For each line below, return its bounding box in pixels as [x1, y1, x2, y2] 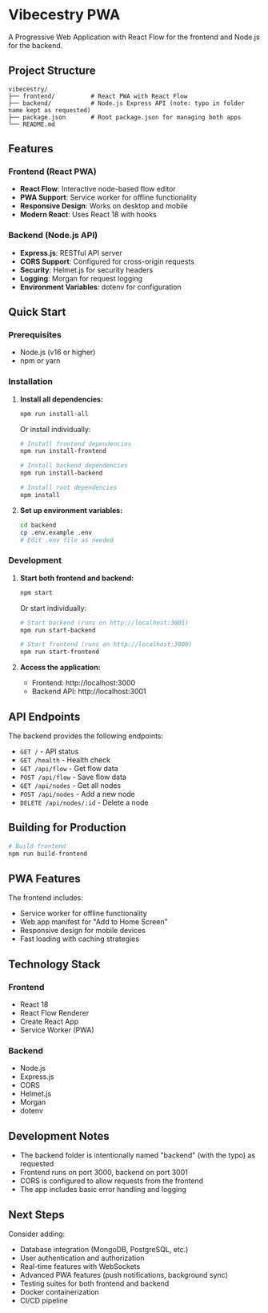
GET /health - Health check [19, 755, 110, 765]
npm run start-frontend [19, 648, 100, 656]
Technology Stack [8, 957, 101, 971]
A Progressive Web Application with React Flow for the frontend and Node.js [8, 32, 260, 42]
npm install [19, 491, 60, 499]
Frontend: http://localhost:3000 [31, 678, 136, 688]
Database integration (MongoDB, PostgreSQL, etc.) [19, 1244, 189, 1254]
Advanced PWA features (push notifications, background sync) [19, 1270, 228, 1279]
